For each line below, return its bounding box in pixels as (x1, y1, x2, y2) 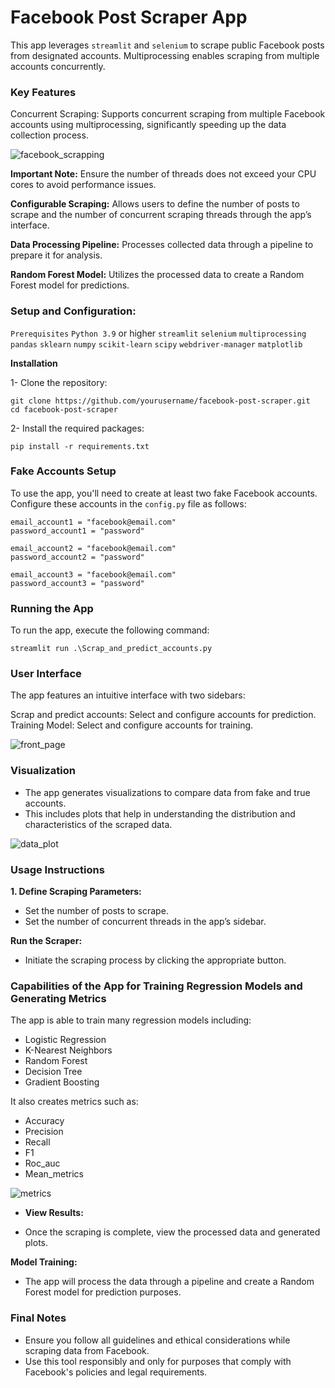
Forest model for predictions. (10, 279, 130, 291)
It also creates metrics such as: (10, 1096, 139, 1108)
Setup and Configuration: (10, 304, 137, 318)
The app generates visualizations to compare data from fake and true (24, 786, 311, 798)
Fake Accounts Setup (10, 464, 117, 478)
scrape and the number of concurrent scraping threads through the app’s (10, 209, 312, 221)
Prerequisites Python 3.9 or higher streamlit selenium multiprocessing (10, 327, 307, 339)
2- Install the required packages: (10, 422, 145, 434)
